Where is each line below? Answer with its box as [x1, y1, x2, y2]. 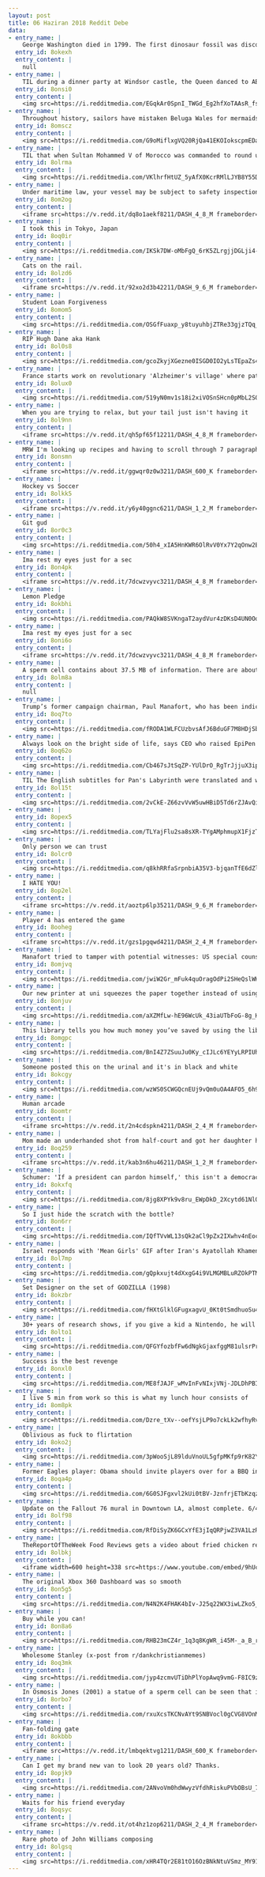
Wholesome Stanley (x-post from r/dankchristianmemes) [22, 1652, 207, 1659]
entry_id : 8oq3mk [15, 1659, 73, 1667]
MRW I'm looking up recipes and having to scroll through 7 [22, 445, 224, 453]
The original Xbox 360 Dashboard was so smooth [22, 1578, 181, 1586]
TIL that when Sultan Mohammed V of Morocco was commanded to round [22, 151, 252, 159]
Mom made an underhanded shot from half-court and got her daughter [22, 1137, 252, 1145]
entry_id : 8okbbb [15, 1732, 73, 1740]
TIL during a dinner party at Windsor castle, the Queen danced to [22, 78, 248, 85]
